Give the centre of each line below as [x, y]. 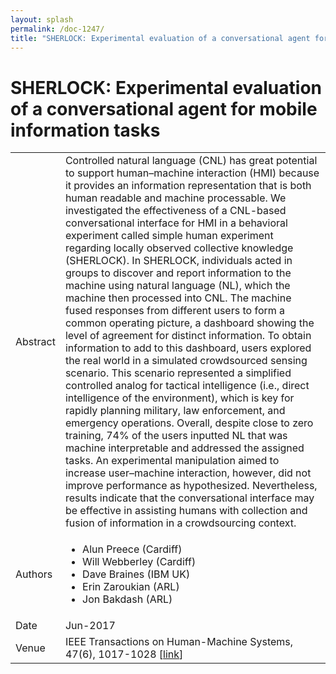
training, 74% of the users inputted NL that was [176, 436]
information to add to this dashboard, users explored [188, 348]
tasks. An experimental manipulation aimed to [172, 461]
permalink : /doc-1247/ [57, 29]
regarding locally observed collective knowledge [179, 248]
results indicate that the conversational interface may [189, 498]
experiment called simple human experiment [169, 236]
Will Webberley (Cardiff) [139, 562]
